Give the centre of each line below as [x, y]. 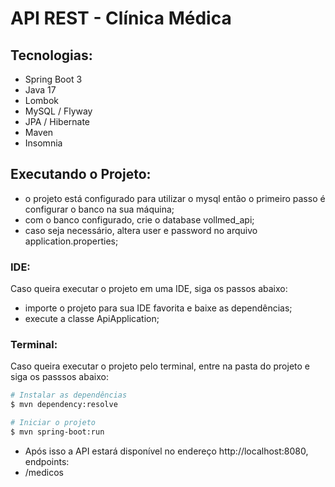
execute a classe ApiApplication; [92, 319]
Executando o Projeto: [81, 174]
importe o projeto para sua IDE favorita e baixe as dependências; [158, 308]
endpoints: [47, 461]
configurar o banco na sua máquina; [99, 209]
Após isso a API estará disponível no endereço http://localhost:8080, [166, 451]
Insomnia [43, 143]
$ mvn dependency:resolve [64, 405]
